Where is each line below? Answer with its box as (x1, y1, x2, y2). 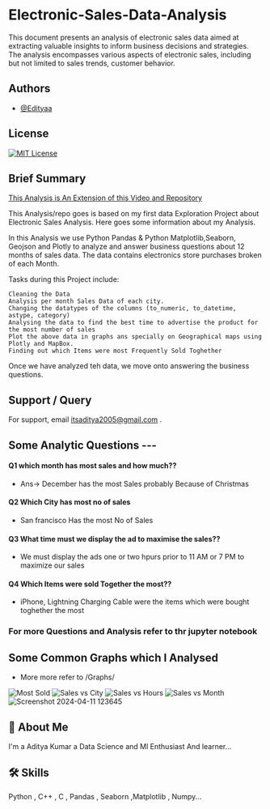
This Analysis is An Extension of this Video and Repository (8, 193, 203, 203)
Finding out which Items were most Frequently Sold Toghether (8, 347, 222, 356)
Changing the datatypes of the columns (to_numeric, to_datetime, (8, 304, 237, 313)
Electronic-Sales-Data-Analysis (8, 6, 227, 24)
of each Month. (8, 259, 60, 269)
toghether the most (19, 606, 85, 615)
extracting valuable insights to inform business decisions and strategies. (8, 40, 249, 50)
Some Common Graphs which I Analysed (8, 650, 219, 665)
